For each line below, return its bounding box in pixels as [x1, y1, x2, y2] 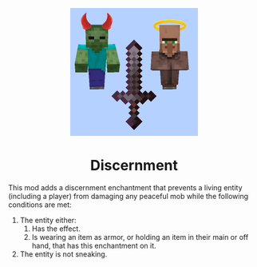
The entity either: [19, 215, 77, 225]
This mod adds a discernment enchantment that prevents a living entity [8, 182, 243, 192]
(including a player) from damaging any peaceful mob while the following [8, 191, 249, 201]
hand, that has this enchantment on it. [31, 241, 157, 250]
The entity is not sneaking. [19, 249, 108, 259]
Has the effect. [31, 224, 81, 233]
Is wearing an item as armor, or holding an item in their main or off [31, 232, 249, 241]
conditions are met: [8, 200, 72, 209]
